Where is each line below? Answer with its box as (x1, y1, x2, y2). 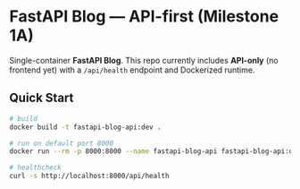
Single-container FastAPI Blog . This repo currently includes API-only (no (9, 55, 279, 65)
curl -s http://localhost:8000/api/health (9, 172, 170, 181)
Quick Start (9, 90, 74, 106)
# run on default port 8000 (9, 139, 114, 148)
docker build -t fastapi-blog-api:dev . (9, 123, 162, 132)
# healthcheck (9, 163, 62, 172)
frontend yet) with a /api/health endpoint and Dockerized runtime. (9, 64, 255, 75)
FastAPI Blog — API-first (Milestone (9, 6, 279, 27)
